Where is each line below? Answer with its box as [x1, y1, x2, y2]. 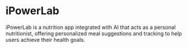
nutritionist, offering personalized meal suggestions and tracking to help [5, 30, 182, 37]
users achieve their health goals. [5, 36, 86, 43]
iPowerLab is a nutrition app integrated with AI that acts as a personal [5, 24, 176, 31]
